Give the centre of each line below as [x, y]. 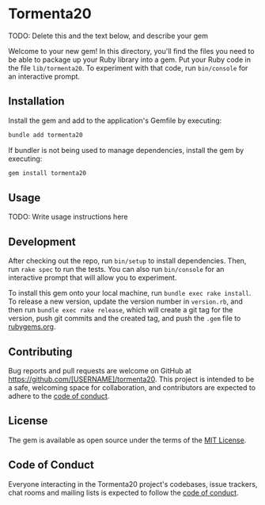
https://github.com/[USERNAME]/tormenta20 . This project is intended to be [131, 379]
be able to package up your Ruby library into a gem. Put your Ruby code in [130, 59]
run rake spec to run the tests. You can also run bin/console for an [116, 270]
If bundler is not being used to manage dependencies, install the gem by [126, 150]
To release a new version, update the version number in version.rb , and [126, 301]
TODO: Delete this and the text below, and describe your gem [108, 36]
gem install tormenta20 [47, 173]
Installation [36, 101]
